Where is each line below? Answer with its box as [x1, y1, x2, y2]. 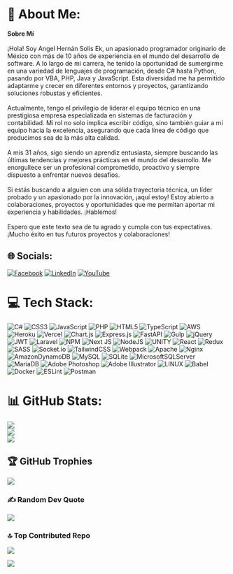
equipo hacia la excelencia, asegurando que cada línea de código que [7, 126, 209, 134]
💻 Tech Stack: [7, 294, 94, 310]
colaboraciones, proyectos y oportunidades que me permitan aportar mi [7, 200, 216, 208]
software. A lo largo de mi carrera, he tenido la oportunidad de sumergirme [7, 59, 224, 67]
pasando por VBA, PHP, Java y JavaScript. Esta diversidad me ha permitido [7, 73, 225, 82]
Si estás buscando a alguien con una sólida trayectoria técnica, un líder [7, 185, 213, 194]
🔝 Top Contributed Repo [7, 531, 91, 540]
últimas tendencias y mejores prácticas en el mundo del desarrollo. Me [7, 155, 211, 164]
